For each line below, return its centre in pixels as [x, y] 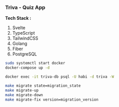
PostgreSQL [25, 54]
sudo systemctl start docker [35, 63]
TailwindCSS [25, 38]
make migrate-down [24, 95]
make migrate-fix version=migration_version [52, 100]
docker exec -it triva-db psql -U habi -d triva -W [59, 77]
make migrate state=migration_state [43, 86]
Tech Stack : [18, 18]
